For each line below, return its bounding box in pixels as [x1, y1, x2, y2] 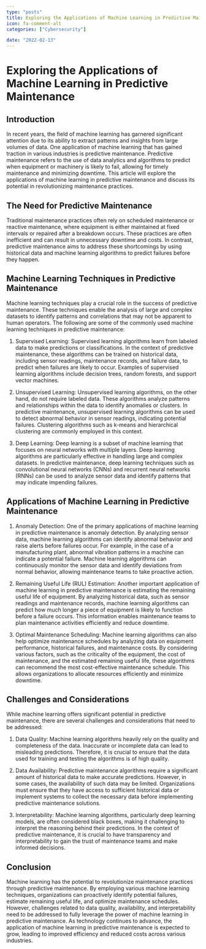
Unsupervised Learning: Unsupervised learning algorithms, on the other [15, 388, 197, 396]
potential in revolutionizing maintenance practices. [6, 182, 134, 190]
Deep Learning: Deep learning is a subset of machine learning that [15, 440, 183, 447]
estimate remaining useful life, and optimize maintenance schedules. [6, 897, 180, 905]
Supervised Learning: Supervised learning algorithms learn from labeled [15, 337, 198, 344]
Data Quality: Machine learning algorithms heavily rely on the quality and [15, 735, 199, 743]
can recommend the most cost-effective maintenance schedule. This [15, 664, 190, 671]
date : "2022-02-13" [6, 37, 56, 44]
